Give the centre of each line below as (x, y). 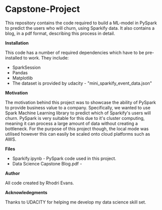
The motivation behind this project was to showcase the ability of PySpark (81, 102)
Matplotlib (22, 78)
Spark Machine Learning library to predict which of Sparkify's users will (78, 113)
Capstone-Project (42, 9)
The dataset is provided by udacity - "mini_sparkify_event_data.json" (82, 83)
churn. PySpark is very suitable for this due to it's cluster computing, (75, 118)
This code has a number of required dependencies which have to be (75, 52)
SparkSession (26, 67)
